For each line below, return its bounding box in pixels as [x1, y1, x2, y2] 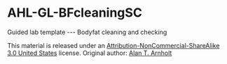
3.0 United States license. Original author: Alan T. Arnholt [7, 49, 172, 57]
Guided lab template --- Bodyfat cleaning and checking [7, 28, 167, 36]
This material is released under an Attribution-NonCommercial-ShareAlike [7, 41, 220, 49]
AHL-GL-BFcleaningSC [7, 5, 142, 21]
